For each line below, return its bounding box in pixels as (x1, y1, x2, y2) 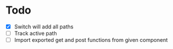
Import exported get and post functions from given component (14, 37, 168, 44)
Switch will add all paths (14, 23, 74, 30)
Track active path (14, 30, 57, 37)
